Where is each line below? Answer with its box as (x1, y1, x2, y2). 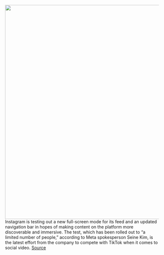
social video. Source (5, 245, 46, 251)
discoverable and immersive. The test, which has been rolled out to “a (5, 229, 145, 235)
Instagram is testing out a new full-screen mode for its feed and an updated (5, 219, 157, 225)
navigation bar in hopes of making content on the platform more (5, 224, 134, 230)
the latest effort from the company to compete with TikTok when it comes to (5, 240, 158, 245)
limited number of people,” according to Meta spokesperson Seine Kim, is (5, 234, 153, 240)
